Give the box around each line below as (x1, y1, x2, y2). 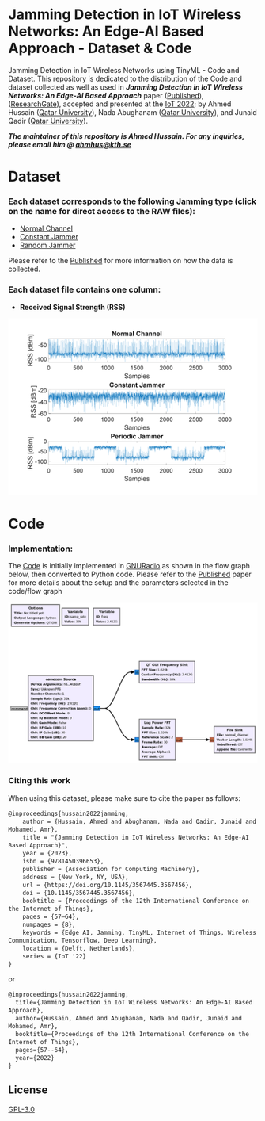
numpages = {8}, (22, 920, 77, 928)
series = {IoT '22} (22, 952, 87, 960)
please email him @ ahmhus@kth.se (8, 140, 132, 149)
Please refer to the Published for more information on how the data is (8, 256, 233, 266)
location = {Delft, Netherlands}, (22, 944, 136, 952)
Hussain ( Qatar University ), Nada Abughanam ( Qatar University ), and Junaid (8, 107, 257, 117)
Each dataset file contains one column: (8, 284, 161, 295)
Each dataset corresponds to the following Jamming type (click (8, 196, 257, 207)
